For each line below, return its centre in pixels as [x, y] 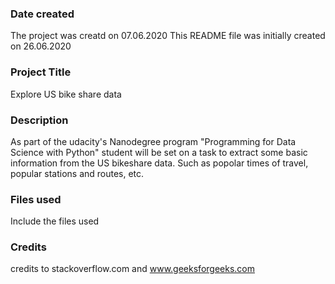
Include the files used [55, 221]
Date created [42, 14]
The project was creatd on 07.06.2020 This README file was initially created [168, 36]
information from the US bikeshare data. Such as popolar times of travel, [159, 163]
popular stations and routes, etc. [77, 173]
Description [39, 120]
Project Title [41, 72]
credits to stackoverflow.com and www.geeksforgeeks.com [132, 269]
